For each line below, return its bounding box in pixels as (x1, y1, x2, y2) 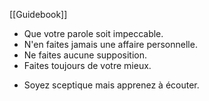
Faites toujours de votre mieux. (23, 60, 152, 71)
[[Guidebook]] (9, 9, 68, 20)
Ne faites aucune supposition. (23, 49, 148, 61)
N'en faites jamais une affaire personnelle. (23, 39, 198, 50)
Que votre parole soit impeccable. (23, 28, 164, 39)
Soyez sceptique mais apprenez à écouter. (23, 79, 200, 91)
